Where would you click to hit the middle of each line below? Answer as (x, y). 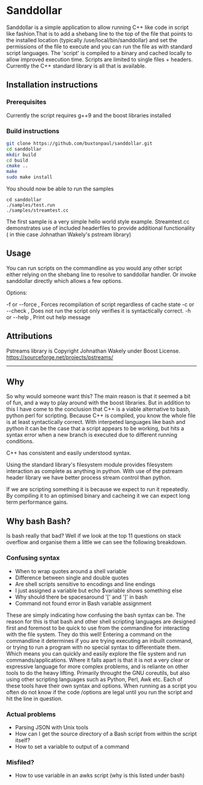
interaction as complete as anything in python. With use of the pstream (95, 471)
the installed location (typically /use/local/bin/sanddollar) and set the (92, 40)
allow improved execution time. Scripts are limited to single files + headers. (100, 59)
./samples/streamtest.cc (37, 210)
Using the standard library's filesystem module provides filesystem (89, 465)
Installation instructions (52, 85)
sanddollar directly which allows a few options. (64, 281)
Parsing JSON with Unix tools (52, 727)
